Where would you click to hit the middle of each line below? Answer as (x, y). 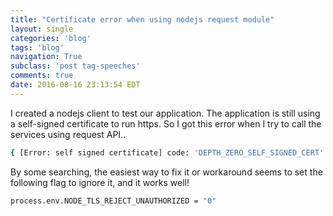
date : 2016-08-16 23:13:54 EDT (75, 85)
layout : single (42, 29)
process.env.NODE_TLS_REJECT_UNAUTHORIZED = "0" (113, 201)
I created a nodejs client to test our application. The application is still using (165, 113)
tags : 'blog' (37, 47)
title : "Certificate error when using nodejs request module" (142, 19)
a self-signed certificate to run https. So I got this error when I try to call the (166, 123)
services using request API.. (68, 134)
